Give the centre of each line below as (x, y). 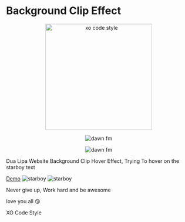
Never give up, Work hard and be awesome (58, 190)
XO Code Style (24, 213)
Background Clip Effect (64, 11)
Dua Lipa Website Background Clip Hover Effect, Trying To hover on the (93, 161)
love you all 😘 (23, 201)
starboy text (21, 167)
